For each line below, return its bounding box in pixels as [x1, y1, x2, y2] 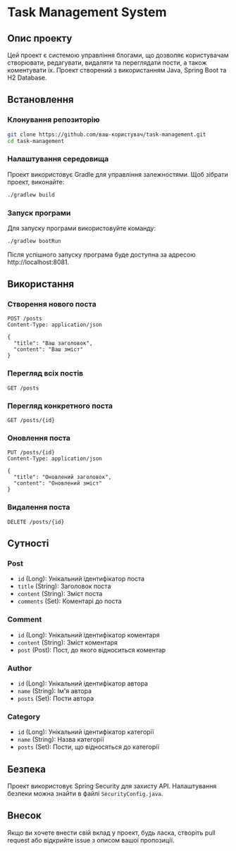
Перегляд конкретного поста [7, 401, 113, 411]
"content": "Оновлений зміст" [13, 480, 102, 487]
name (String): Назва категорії [17, 735, 104, 744]
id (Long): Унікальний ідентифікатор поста [17, 575, 145, 583]
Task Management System [7, 4, 167, 20]
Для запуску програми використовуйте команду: [7, 223, 156, 232]
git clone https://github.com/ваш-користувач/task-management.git [7, 131, 206, 138]
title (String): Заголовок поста [17, 582, 111, 590]
